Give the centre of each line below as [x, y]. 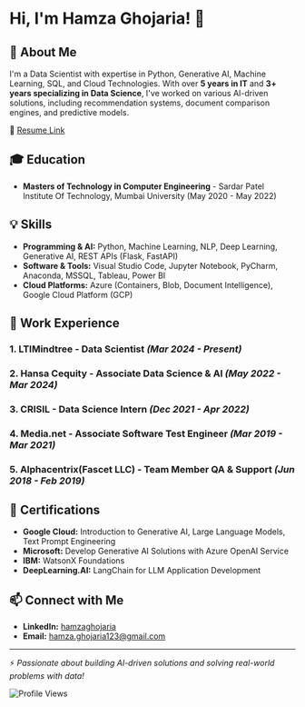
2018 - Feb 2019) [47, 481]
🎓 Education [48, 159]
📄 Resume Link [37, 130]
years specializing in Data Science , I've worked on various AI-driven [139, 93]
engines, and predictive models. [69, 112]
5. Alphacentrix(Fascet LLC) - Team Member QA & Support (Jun [152, 469]
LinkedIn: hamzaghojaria [69, 627]
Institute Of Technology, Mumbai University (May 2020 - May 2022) [149, 195]
